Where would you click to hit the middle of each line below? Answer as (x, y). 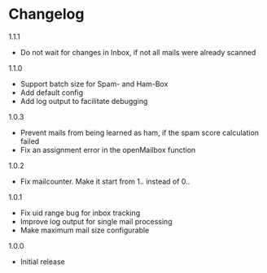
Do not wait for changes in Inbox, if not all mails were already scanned (138, 52)
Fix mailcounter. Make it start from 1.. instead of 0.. (105, 181)
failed (30, 141)
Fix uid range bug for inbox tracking (80, 213)
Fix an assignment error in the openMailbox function (108, 149)
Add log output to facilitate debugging (84, 101)
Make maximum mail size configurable (85, 230)
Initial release (42, 262)
